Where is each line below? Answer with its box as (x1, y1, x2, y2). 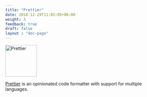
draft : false (5, 26, 33, 31)
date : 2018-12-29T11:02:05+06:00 (5, 12, 76, 17)
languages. (5, 86, 29, 92)
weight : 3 (5, 17, 26, 22)
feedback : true (5, 21, 37, 27)
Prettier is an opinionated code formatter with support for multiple (5, 81, 142, 86)
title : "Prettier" (5, 7, 44, 13)
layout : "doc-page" (5, 31, 49, 36)
